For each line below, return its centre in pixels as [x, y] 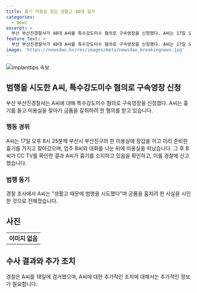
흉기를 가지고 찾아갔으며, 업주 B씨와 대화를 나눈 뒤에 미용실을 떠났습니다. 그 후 [95, 148]
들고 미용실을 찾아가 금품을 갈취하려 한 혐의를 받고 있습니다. [85, 110]
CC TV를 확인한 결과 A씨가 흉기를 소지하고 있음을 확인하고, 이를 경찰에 [98, 155]
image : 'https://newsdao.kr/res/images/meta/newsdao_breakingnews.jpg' [95, 50]
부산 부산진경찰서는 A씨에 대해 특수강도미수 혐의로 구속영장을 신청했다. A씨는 [94, 103]
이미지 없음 [23, 238]
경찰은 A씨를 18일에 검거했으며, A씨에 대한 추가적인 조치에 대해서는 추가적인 [93, 277]
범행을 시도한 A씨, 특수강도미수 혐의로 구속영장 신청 [94, 88]
